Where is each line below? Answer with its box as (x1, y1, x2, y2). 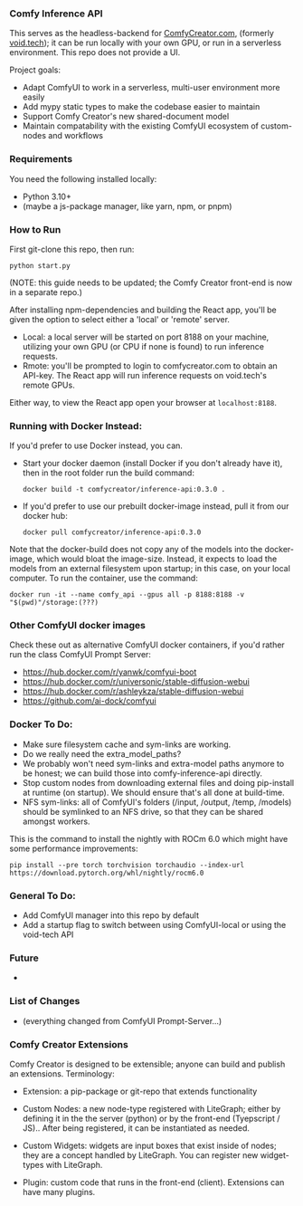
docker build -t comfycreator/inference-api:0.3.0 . (22, 485, 226, 494)
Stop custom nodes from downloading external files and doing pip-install (22, 777, 295, 788)
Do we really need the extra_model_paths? (22, 748, 182, 759)
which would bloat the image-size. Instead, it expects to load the (36, 553, 278, 564)
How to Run (9, 223, 62, 235)
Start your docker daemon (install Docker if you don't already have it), (22, 458, 283, 469)
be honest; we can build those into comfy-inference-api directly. (22, 768, 263, 779)
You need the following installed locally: (9, 173, 157, 184)
